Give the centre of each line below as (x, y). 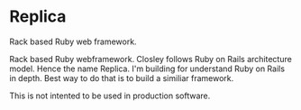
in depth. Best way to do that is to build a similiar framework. (122, 78)
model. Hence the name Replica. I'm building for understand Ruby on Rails (147, 69)
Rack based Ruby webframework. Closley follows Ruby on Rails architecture (151, 59)
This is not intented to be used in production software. (110, 96)
